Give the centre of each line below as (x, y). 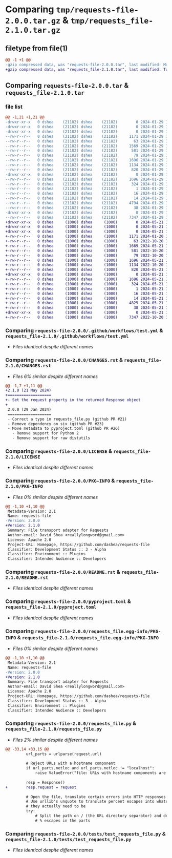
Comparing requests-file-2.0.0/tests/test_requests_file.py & (85, 833)
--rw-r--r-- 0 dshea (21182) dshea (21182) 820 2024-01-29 (84, 170)
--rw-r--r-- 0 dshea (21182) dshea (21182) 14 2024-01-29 (84, 198)
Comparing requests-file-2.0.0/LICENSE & (59, 451)
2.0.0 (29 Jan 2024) (29, 409)
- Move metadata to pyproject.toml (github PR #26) (64, 429)
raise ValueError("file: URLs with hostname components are (101, 773)
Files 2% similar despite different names (55, 740)
